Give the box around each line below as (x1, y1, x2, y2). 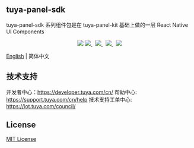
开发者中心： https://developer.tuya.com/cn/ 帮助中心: (6, 89, 138, 96)
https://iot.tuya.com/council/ (6, 102, 76, 109)
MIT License (6, 136, 37, 143)
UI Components (6, 28, 44, 35)
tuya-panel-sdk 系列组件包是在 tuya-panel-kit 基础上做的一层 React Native (6, 21, 189, 29)
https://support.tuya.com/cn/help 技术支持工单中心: (6, 96, 132, 103)
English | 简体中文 (6, 52, 50, 59)
